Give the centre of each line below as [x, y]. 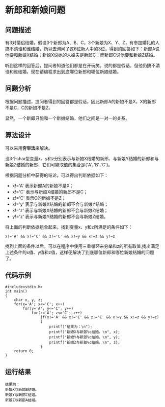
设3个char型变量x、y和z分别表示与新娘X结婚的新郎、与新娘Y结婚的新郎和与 [82, 158]
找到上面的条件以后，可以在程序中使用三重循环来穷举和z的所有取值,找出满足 [82, 246]
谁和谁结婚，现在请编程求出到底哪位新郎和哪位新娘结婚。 [63, 72]
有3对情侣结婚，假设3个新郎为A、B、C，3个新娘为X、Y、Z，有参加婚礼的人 [82, 43]
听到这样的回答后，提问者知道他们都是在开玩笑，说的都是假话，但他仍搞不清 [82, 65]
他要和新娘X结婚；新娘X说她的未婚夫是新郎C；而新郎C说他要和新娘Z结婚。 [82, 55]
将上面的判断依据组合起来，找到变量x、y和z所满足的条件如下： [69, 227]
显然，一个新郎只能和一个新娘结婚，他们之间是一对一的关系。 [68, 118]
